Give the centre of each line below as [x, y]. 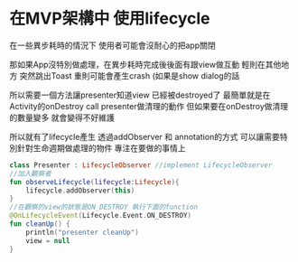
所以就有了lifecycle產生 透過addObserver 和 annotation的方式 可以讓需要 [144, 136]
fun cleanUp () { [40, 224]
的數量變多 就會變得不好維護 [62, 117]
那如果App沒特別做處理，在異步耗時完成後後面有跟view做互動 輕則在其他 [145, 64]
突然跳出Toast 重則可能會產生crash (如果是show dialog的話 [130, 75]
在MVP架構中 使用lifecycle [110, 19]
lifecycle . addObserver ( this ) [80, 191]
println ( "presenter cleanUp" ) [83, 232]
